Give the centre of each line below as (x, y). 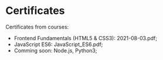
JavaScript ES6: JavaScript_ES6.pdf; (58, 44)
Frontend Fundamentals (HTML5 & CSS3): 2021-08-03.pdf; (86, 38)
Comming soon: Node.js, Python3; (55, 50)
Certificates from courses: (37, 27)
